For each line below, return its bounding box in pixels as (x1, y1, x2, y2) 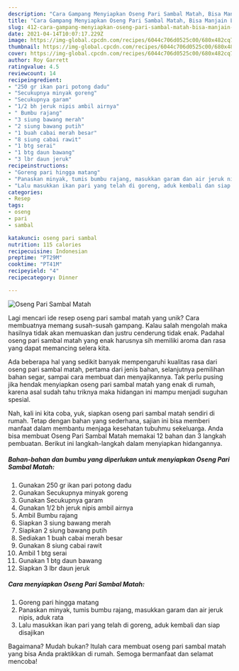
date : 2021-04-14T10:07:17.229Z (8, 30, 104, 38)
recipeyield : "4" (8, 268, 60, 275)
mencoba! (8, 657, 38, 665)
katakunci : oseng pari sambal (8, 234, 98, 241)
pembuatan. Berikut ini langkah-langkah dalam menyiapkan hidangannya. (8, 439, 223, 447)
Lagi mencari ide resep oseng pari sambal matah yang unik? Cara (8, 313, 200, 322)
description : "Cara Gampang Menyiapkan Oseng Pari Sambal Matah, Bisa (8, 10, 221, 18)
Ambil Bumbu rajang (18, 511, 78, 519)
